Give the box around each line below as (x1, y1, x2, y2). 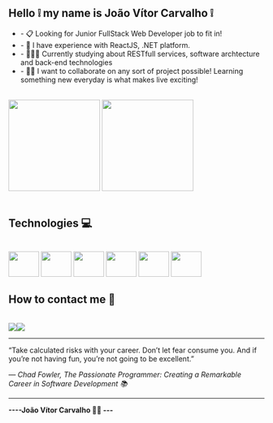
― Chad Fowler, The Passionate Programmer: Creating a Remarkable (8, 369, 242, 380)
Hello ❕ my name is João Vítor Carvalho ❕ (8, 6, 214, 20)
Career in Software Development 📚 (8, 379, 128, 389)
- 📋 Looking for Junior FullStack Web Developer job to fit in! (19, 28, 223, 38)
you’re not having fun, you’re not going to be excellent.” (8, 354, 195, 364)
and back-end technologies (19, 57, 113, 67)
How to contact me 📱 (8, 292, 116, 307)
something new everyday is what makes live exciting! (19, 75, 199, 84)
